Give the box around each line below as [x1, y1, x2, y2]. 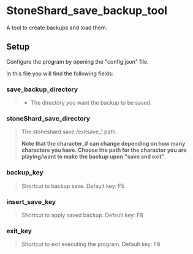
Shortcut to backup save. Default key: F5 [21, 182, 124, 190]
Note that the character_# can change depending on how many [21, 140, 186, 148]
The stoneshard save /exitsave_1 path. [21, 128, 118, 135]
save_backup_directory [6, 85, 78, 94]
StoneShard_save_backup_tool [6, 4, 167, 18]
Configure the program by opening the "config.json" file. [6, 58, 149, 65]
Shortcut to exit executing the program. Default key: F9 [21, 241, 161, 248]
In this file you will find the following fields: [6, 70, 114, 77]
